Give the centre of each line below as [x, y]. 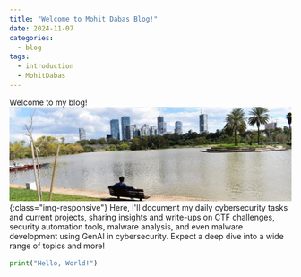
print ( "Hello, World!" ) [54, 263]
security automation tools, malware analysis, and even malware [126, 226]
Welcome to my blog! [48, 102]
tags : [19, 57]
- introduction [46, 66]
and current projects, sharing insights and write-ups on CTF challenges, [142, 217]
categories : [31, 38]
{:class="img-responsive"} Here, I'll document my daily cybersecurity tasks [149, 207]
